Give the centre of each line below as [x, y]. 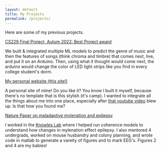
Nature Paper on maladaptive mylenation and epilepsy [59, 116]
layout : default [21, 9]
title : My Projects [25, 14]
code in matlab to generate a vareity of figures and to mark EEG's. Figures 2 [81, 140]
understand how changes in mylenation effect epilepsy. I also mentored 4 [78, 130]
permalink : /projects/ [28, 18]
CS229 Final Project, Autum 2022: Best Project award [59, 42]
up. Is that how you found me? [35, 106]
